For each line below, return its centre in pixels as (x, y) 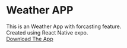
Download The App (30, 39)
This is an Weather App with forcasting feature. (64, 26)
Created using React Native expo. (47, 32)
